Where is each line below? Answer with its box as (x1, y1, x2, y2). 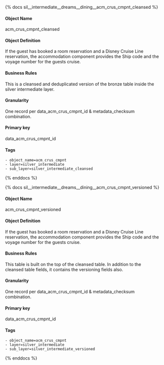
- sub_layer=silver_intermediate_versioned (5, 347, 95, 352)
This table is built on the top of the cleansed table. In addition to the (5, 261, 141, 267)
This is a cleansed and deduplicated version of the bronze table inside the (5, 81, 154, 87)
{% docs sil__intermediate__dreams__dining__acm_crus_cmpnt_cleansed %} (5, 4, 158, 10)
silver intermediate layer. (5, 86, 55, 92)
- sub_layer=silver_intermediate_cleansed (5, 166, 93, 171)
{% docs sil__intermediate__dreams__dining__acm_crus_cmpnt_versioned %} (5, 184, 160, 190)
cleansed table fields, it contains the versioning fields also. (5, 266, 123, 272)
